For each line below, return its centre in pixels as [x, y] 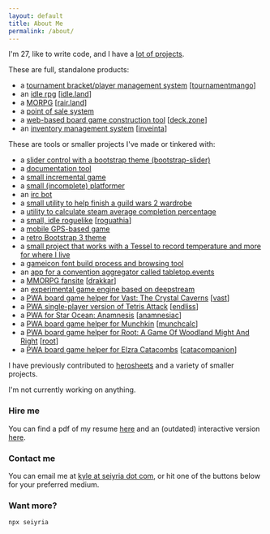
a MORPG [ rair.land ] [54, 103]
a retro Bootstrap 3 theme [63, 238]
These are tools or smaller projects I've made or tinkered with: [112, 144]
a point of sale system [57, 111]
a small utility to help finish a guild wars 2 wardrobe [106, 203]
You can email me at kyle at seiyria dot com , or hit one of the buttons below [135, 476]
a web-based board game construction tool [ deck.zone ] [114, 120]
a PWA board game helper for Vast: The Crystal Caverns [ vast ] [125, 298]
